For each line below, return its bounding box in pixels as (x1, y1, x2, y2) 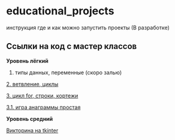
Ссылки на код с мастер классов (6, 41, 137, 51)
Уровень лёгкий (6, 57, 49, 64)
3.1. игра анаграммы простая (6, 104, 81, 111)
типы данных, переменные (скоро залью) (14, 69, 122, 76)
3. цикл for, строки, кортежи (6, 92, 79, 99)
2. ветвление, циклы (6, 80, 59, 87)
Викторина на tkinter (6, 127, 59, 134)
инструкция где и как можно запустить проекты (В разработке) (6, 24, 170, 31)
